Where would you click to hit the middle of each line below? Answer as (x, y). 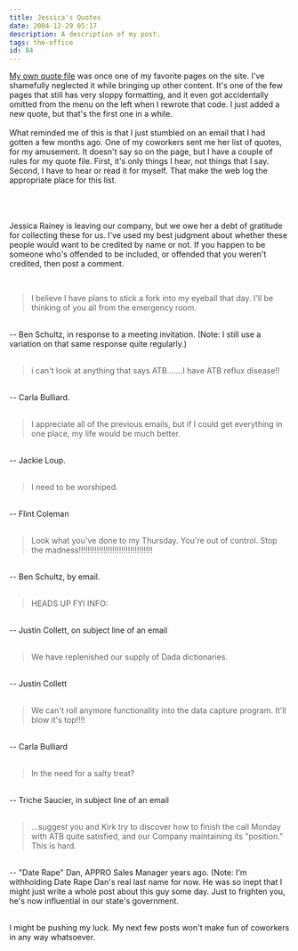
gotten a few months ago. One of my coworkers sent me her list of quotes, (145, 143)
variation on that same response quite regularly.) (98, 344)
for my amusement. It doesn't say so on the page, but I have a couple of (141, 152)
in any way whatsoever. (52, 938)
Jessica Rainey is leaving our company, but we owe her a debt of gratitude (146, 226)
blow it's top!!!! (58, 720)
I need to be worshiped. (74, 488)
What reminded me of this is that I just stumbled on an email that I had (137, 133)
